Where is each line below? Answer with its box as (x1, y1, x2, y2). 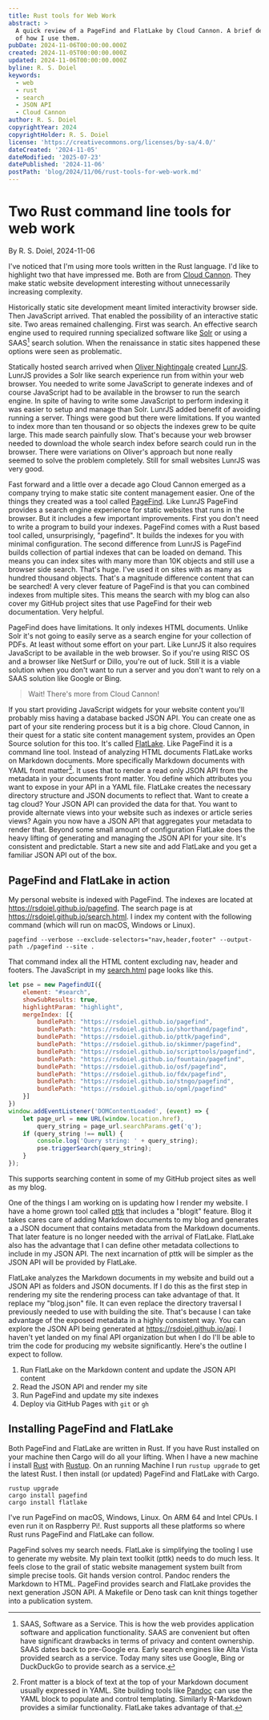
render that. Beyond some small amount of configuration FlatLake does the (8, 825, 255, 835)
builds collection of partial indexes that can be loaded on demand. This (8, 547, 243, 557)
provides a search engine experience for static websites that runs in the (8, 505, 245, 515)
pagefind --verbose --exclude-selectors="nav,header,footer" (8, 936, 217, 944)
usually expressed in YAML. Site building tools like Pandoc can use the (19, 1686, 253, 1695)
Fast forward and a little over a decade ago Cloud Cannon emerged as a (8, 479, 247, 489)
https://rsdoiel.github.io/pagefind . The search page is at (8, 904, 194, 913)
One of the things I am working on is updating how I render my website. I (8, 1197, 248, 1207)
